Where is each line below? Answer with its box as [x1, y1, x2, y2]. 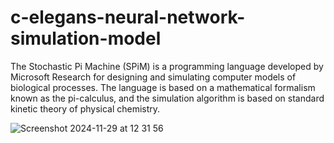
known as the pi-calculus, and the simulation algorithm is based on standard [10, 92, 325, 104]
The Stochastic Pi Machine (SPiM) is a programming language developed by [10, 60, 324, 72]
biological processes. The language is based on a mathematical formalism [10, 81, 316, 93]
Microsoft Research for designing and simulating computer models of [10, 71, 297, 83]
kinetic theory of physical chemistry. [10, 102, 161, 115]
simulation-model [10, 27, 162, 50]
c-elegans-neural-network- [10, 6, 246, 29]
